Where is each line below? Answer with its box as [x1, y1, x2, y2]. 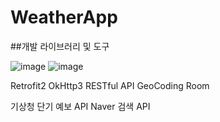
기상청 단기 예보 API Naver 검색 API [10, 100, 151, 112]
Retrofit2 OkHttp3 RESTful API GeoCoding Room [10, 79, 210, 91]
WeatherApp [10, 6, 118, 29]
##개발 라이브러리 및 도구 [10, 40, 110, 52]
